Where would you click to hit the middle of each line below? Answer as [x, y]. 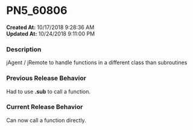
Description [24, 49]
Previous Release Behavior [46, 78]
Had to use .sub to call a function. [49, 91]
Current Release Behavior [45, 107]
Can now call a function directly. [46, 120]
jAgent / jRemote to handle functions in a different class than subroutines [97, 63]
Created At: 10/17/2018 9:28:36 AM [50, 27]
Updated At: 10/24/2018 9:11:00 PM [51, 33]
